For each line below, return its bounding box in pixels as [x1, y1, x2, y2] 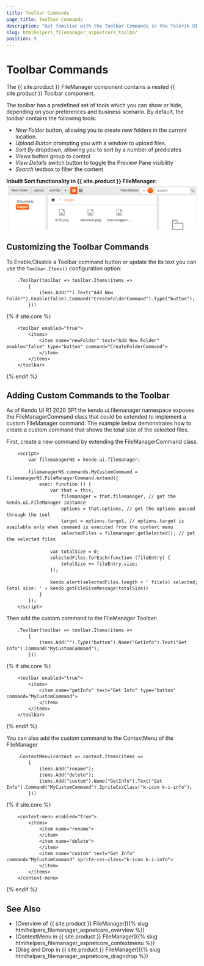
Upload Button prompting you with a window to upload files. [15, 140, 167, 147]
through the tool [6, 512, 51, 518]
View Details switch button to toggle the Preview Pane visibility [15, 159, 174, 167]
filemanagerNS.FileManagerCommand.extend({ [6, 475, 119, 481]
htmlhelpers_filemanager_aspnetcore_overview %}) [15, 926, 145, 934]
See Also [6, 903, 41, 914]
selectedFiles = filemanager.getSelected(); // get [60, 530, 195, 536]
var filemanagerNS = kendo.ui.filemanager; [28, 457, 140, 463]
